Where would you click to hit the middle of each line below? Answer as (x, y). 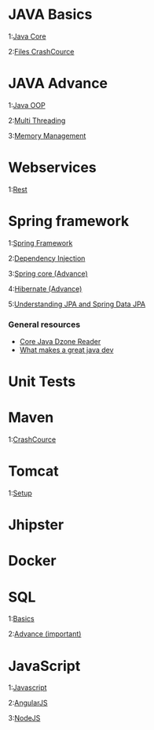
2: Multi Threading (37, 120)
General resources (44, 324)
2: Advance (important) (45, 634)
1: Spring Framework (40, 243)
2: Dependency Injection (47, 258)
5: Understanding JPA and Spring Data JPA (77, 304)
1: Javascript (27, 687)
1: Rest (18, 189)
